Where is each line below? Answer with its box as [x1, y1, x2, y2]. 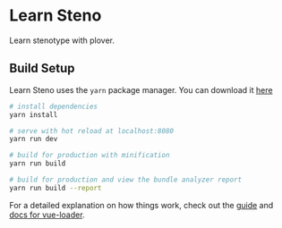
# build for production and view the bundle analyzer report [9, 175, 243, 184]
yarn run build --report [9, 183, 102, 192]
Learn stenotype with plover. [9, 35, 115, 46]
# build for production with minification [9, 151, 170, 160]
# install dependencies [9, 102, 98, 111]
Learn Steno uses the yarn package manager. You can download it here [9, 84, 273, 95]
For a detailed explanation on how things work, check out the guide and [9, 199, 274, 210]
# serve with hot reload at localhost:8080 [9, 126, 175, 135]
